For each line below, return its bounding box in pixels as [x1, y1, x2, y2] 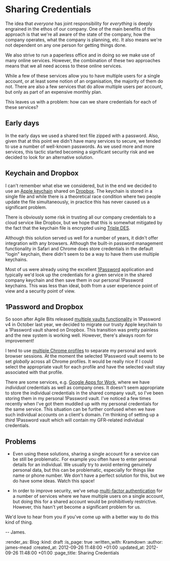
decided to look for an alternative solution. [5, 154, 94, 160]
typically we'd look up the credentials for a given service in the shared [5, 272, 152, 278]
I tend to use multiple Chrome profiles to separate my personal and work [5, 348, 157, 354]
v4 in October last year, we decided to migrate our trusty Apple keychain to [5, 322, 162, 328]
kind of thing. [5, 519, 33, 525]
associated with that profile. [5, 369, 63, 376]
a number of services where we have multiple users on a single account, [12, 493, 165, 499]
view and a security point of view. [5, 288, 76, 294]
